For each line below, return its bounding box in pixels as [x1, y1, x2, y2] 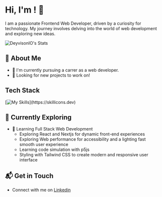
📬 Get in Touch [5, 172, 54, 180]
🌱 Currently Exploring [5, 113, 72, 121]
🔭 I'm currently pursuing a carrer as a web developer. [12, 67, 119, 73]
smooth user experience [19, 142, 69, 148]
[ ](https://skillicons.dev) [5, 99, 76, 105]
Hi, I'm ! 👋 [5, 4, 44, 16]
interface [19, 157, 38, 163]
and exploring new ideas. [5, 31, 56, 36]
